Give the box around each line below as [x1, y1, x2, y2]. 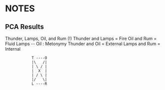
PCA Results [5, 23, 44, 31]
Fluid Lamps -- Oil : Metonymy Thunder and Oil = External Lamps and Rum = [5, 41, 161, 47]
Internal [5, 46, 21, 52]
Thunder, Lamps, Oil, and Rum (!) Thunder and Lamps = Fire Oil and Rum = [5, 35, 157, 41]
